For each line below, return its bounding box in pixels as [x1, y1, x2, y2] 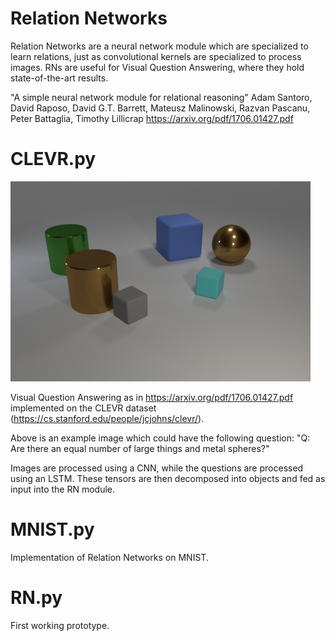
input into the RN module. [10, 483, 116, 495]
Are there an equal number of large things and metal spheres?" [10, 442, 270, 454]
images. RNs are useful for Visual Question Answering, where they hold [10, 61, 305, 73]
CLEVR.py [10, 148, 97, 171]
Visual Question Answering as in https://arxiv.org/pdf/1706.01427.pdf [10, 391, 294, 403]
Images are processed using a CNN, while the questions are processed [10, 462, 304, 474]
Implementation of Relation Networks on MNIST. [10, 551, 209, 563]
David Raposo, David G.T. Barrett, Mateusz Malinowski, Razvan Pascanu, [10, 102, 311, 114]
